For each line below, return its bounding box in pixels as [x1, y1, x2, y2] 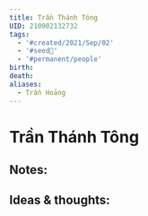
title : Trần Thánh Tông [9, 13, 99, 22]
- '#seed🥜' [17, 47, 58, 56]
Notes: [9, 162, 48, 177]
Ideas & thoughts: [9, 193, 110, 208]
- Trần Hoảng [17, 88, 66, 97]
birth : [9, 64, 34, 73]
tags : [9, 30, 30, 39]
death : [9, 72, 34, 81]
